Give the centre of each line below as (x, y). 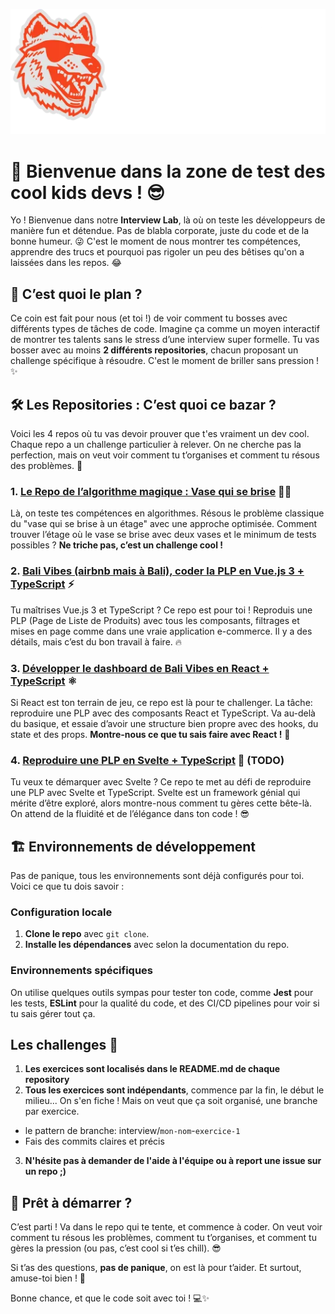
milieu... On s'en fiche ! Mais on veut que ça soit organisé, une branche (171, 1101)
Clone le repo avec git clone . (87, 934)
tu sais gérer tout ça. (53, 1013)
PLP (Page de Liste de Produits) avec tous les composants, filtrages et (155, 620)
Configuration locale (61, 912)
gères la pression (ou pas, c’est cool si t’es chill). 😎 (116, 1248)
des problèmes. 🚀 (46, 465)
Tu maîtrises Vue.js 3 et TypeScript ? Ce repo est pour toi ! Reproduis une (161, 610)
